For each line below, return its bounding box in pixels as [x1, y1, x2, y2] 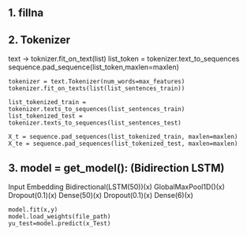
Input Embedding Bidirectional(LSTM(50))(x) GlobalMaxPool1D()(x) [8, 182, 225, 192]
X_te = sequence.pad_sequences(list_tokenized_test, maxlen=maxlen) [8, 140, 238, 148]
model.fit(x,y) [8, 206, 58, 214]
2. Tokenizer [8, 33, 71, 47]
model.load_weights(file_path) [8, 213, 111, 221]
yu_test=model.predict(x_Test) [8, 220, 111, 228]
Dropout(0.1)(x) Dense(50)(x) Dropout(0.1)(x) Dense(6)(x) [8, 191, 193, 200]
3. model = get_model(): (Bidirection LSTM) [8, 161, 225, 174]
